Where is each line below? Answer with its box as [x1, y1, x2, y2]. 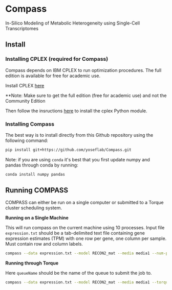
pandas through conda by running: [5, 162, 78, 168]
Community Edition [5, 98, 46, 104]
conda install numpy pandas [5, 172, 66, 177]
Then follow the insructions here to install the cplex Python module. [5, 108, 147, 114]
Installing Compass [5, 120, 55, 128]
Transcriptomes [5, 25, 39, 31]
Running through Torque [5, 260, 59, 266]
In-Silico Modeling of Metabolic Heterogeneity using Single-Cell [5, 20, 140, 26]
